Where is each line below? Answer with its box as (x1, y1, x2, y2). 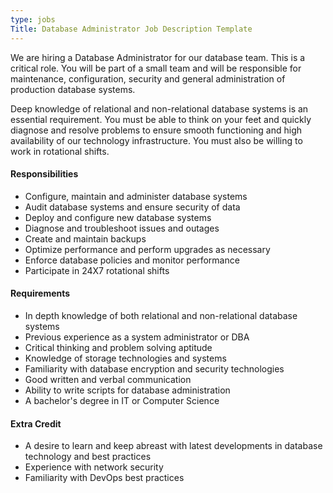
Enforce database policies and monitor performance (24, 254, 240, 266)
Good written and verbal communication (24, 373, 192, 385)
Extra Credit (10, 417, 62, 430)
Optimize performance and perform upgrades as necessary (24, 243, 271, 255)
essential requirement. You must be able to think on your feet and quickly (10, 113, 312, 125)
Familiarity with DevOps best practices (24, 472, 185, 484)
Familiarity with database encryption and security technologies (24, 362, 285, 375)
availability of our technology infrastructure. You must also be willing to (10, 134, 303, 146)
